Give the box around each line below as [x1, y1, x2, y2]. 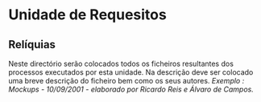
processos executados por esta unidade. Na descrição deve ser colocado [8, 67, 254, 77]
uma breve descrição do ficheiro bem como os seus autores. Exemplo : [8, 76, 245, 85]
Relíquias [8, 38, 56, 51]
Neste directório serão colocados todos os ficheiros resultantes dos [8, 59, 234, 68]
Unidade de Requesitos [8, 6, 167, 24]
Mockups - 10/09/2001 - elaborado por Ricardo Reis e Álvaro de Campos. [8, 84, 254, 94]
